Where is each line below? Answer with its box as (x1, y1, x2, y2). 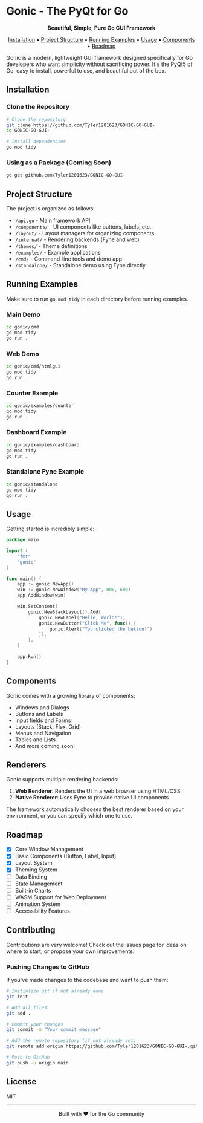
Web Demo (6, 350, 39, 358)
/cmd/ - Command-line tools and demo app (14, 255, 123, 262)
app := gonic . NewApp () (17, 581, 74, 587)
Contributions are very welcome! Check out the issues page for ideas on (6, 941, 187, 948)
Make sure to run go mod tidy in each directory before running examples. (6, 295, 188, 302)
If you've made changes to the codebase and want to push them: (6, 977, 169, 984)
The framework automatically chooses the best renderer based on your (6, 806, 184, 813)
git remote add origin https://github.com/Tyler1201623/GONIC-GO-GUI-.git (6, 1043, 199, 1050)
